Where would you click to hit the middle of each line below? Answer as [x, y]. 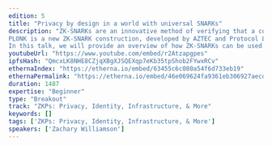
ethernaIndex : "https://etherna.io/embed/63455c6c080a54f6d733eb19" [126, 69]
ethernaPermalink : [39, 76]
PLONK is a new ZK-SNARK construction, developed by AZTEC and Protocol [134, 39]
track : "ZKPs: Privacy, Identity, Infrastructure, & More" [110, 106]
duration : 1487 [34, 84]
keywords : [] [30, 114]
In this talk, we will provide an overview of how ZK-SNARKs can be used [136, 46]
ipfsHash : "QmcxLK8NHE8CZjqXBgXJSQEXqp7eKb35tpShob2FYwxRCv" [114, 62]
